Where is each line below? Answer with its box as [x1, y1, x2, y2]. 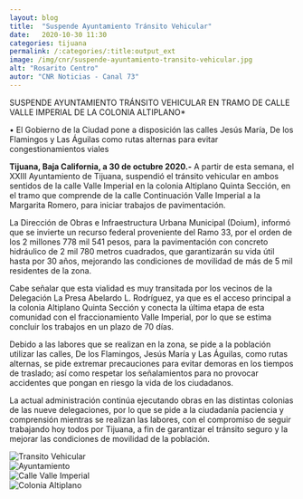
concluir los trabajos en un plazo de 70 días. [9, 321, 175, 331]
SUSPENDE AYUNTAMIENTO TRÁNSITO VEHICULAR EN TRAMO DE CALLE [9, 97, 290, 108]
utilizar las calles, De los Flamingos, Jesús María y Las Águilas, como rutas [9, 348, 288, 359]
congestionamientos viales [9, 143, 109, 154]
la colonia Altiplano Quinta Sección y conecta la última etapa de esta [9, 302, 265, 312]
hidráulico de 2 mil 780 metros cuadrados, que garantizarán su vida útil [9, 245, 275, 256]
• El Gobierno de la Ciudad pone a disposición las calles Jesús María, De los [9, 124, 294, 135]
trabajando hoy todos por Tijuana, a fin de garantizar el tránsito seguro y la [9, 423, 289, 435]
